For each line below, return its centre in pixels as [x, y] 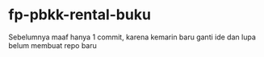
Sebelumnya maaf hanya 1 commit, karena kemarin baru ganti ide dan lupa [132, 37]
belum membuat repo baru [52, 45]
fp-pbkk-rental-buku [80, 15]
